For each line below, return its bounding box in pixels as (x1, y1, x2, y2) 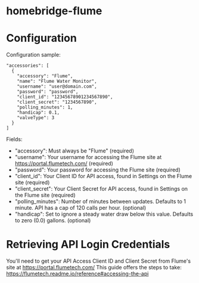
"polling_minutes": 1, (17, 104, 73, 111)
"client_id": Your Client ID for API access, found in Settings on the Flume (14, 173, 192, 180)
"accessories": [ (6, 63, 49, 69)
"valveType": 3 (17, 115, 55, 121)
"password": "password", (17, 89, 79, 95)
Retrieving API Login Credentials (6, 238, 170, 251)
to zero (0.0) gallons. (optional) (14, 217, 91, 224)
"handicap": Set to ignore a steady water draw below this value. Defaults (14, 210, 194, 218)
